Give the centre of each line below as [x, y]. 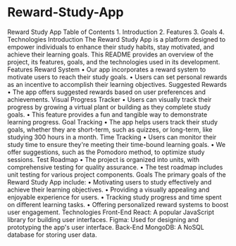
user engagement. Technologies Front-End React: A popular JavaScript [111, 212]
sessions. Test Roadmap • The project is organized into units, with [103, 159]
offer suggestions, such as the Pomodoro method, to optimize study [106, 152]
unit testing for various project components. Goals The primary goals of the [117, 175]
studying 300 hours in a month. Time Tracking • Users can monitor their [112, 137]
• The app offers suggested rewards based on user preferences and [107, 92]
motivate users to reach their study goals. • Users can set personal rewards [117, 77]
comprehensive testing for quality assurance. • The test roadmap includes [115, 167]
